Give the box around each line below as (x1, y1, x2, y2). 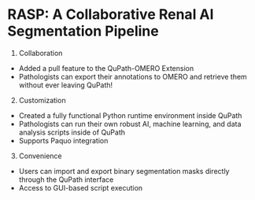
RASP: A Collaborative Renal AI (7, 6, 214, 24)
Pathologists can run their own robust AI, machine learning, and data (18, 119, 242, 128)
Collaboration (18, 48, 63, 57)
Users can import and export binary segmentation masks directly (18, 166, 230, 176)
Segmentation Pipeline (7, 22, 159, 40)
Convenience (18, 151, 62, 161)
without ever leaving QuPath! (18, 80, 113, 90)
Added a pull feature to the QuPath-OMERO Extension (18, 63, 194, 72)
